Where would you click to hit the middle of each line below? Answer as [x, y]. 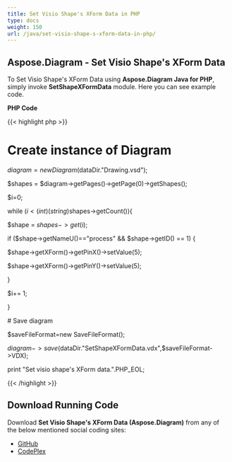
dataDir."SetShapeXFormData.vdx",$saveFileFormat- [136, 348]
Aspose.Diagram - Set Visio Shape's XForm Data [116, 62]
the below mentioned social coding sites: [67, 429]
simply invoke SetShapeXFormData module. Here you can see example [112, 87]
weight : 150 [25, 27]
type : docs [23, 21]
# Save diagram [30, 320]
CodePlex [31, 451]
